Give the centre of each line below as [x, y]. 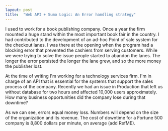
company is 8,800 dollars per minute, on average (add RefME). [70, 123]
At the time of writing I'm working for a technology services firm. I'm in [78, 76]
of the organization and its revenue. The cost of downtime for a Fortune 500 [84, 117]
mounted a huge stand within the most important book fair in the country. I [82, 34]
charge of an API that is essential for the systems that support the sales [79, 81]
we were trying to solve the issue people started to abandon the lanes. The [83, 55]
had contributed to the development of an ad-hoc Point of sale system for [81, 39]
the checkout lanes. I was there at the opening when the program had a [79, 45]
